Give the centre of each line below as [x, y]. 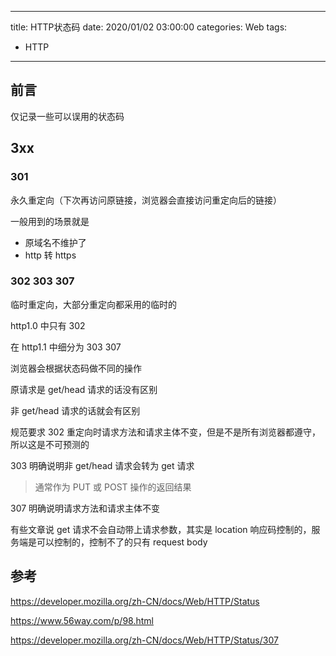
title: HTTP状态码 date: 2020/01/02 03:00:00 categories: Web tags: [149, 27]
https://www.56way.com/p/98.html [82, 620]
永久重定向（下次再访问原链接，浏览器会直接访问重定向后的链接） [146, 200]
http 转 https [50, 255]
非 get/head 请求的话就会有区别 [75, 410]
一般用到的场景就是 [50, 221]
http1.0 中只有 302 [48, 325]
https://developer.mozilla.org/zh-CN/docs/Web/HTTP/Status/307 [144, 640]
